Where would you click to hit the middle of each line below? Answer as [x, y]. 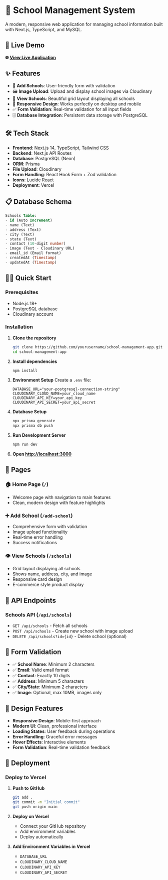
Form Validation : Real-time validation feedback [61, 747]
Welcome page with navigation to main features [61, 497]
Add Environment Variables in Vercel [51, 846]
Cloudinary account [33, 314]
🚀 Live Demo [25, 45]
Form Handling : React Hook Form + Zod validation [64, 175]
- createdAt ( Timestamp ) [31, 258]
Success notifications [35, 543]
